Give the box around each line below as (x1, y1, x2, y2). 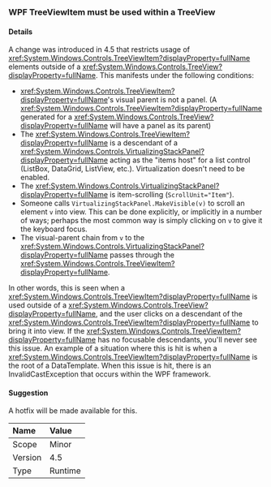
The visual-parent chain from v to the (19, 233, 144, 243)
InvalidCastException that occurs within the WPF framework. (8, 369, 211, 379)
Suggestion (8, 388, 49, 398)
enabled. (19, 173, 50, 183)
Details (8, 27, 33, 37)
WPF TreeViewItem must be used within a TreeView (8, 6, 216, 18)
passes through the (109, 250, 174, 260)
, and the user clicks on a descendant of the (96, 309, 243, 319)
